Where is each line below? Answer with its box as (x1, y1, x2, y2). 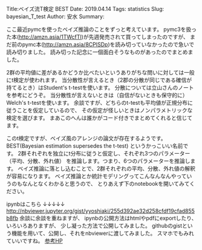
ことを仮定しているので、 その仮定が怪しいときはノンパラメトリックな (16, 107, 193, 114)
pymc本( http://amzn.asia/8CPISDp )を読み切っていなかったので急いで (22, 41, 195, 48)
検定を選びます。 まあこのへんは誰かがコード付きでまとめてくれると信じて (6, 114, 193, 121)
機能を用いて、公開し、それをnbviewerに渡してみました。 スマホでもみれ (11, 229, 195, 237)
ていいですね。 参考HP (6, 237, 63, 244)
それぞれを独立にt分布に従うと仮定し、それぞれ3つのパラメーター (26, 150, 191, 157)
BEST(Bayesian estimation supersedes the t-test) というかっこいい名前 (6, 142, 183, 150)
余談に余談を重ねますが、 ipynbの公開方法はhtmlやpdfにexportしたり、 (19, 214, 197, 222)
